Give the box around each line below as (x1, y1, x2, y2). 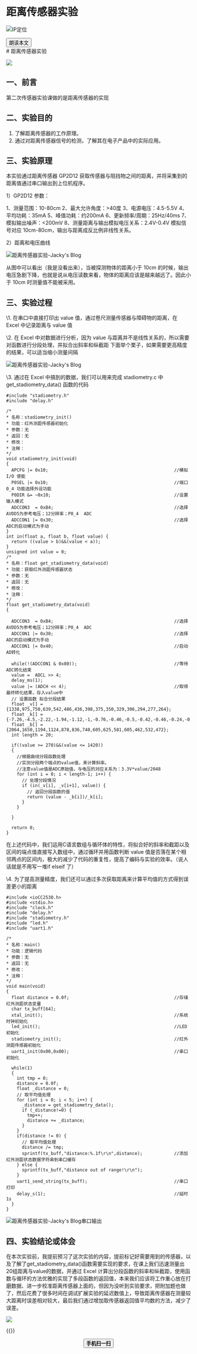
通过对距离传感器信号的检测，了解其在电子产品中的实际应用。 (14, 137, 164, 144)
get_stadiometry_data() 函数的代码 (6, 381, 89, 388)
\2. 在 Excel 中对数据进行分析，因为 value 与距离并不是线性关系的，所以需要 (6, 334, 190, 341)
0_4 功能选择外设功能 (6, 486, 52, 492)
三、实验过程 (6, 298, 53, 308)
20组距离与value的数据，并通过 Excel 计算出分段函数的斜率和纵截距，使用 (6, 1268, 186, 1274)
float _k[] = (11, 711, 43, 718)
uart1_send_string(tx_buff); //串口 (16, 1179, 189, 1184)
